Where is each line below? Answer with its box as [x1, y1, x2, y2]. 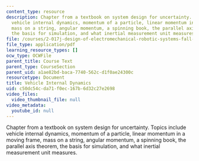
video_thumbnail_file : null [11, 96, 81, 102]
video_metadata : [6, 102, 46, 108]
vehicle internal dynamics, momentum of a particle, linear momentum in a [6, 130, 185, 137]
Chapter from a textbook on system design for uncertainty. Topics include [6, 124, 187, 131]
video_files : [6, 91, 38, 97]
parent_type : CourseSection [6, 63, 76, 70]
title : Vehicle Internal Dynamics [6, 80, 92, 86]
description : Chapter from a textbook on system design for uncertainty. [6, 14, 192, 20]
